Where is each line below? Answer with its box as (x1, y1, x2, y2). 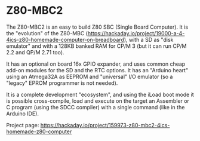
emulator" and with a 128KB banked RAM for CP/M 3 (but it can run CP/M (6, 42, 187, 50)
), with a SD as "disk (124, 36, 174, 43)
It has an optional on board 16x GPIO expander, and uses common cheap (6, 60, 186, 68)
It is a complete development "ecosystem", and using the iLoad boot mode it (6, 91, 194, 98)
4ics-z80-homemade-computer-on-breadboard (6, 36, 124, 43)
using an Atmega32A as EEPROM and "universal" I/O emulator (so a (6, 73, 173, 80)
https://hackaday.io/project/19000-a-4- (87, 29, 185, 36)
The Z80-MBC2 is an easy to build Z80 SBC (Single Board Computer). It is (6, 23, 189, 30)
